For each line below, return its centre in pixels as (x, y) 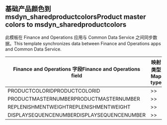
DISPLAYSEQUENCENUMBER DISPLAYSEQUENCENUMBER (77, 115)
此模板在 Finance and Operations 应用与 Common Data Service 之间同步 (79, 37)
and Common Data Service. (33, 49)
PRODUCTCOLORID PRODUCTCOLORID (54, 91)
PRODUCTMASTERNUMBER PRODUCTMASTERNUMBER (74, 99)
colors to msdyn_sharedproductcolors (66, 25)
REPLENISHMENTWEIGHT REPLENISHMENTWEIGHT (69, 107)
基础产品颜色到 (28, 9)
